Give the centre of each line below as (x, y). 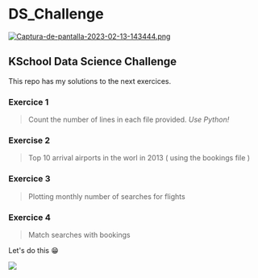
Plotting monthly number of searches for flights (106, 196)
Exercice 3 (29, 179)
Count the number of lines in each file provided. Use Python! (129, 120)
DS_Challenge (56, 14)
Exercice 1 (29, 102)
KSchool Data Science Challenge (93, 62)
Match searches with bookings (79, 234)
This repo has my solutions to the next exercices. (90, 81)
